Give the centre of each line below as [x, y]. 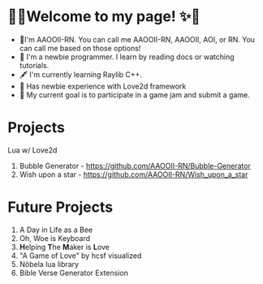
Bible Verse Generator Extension [74, 273]
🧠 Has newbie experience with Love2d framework [103, 86]
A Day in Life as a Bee [56, 230]
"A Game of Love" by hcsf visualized [80, 256]
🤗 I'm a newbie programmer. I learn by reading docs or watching [127, 57]
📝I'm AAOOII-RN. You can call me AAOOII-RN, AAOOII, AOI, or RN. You [137, 39]
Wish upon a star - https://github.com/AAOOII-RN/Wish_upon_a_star [134, 174]
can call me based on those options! [80, 48]
